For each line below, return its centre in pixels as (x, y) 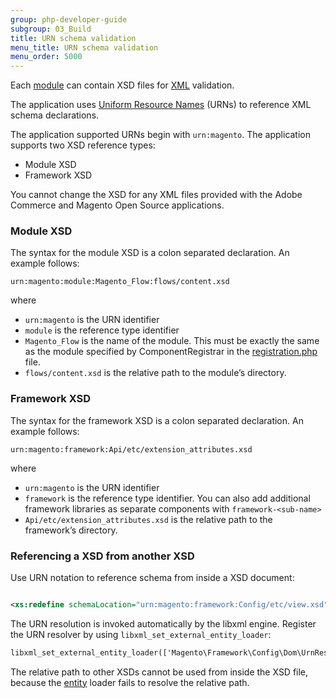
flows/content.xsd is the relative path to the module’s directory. (155, 373)
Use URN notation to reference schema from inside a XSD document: (152, 578)
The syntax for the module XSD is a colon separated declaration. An (150, 253)
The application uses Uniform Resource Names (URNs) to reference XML (161, 105)
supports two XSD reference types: (83, 145)
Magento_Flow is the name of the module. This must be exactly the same (172, 341)
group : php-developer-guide (69, 19)
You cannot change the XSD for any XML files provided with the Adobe (156, 195)
